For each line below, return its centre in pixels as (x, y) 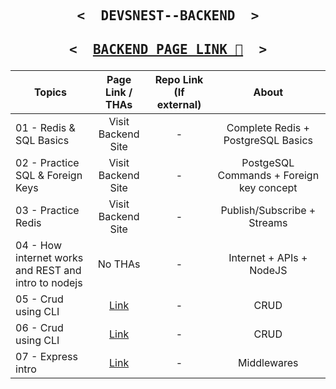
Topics (50, 92)
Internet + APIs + (268, 257)
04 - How (39, 245)
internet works (49, 257)
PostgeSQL (268, 162)
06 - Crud (39, 327)
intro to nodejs (49, 282)
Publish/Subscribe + (268, 210)
